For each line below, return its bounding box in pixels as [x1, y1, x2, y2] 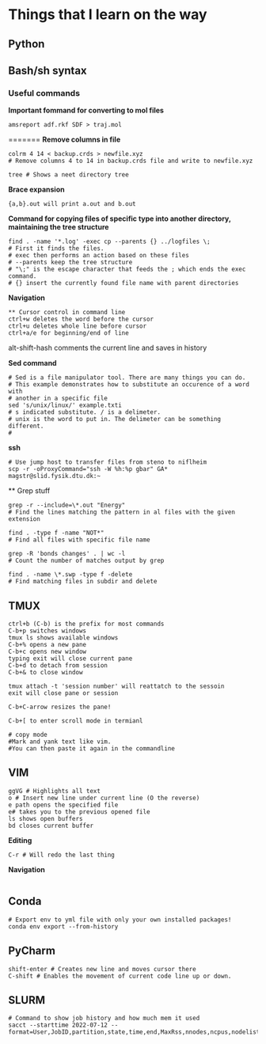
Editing [8, 835, 32, 845]
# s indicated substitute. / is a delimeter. [8, 408, 161, 416]
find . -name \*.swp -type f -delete [8, 571, 133, 579]
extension [8, 515, 41, 523]
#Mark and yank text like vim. [8, 738, 112, 746]
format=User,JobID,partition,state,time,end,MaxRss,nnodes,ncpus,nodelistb [8, 1028, 264, 1036]
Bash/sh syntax [8, 63, 87, 77]
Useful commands [8, 87, 81, 98]
